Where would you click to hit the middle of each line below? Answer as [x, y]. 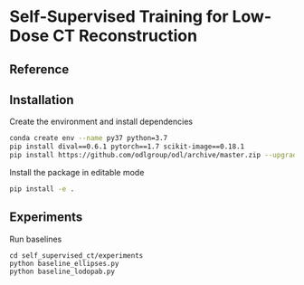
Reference [39, 69]
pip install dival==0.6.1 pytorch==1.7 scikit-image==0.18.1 [127, 147]
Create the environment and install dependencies [101, 122]
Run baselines [36, 239]
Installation [42, 100]
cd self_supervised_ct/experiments [76, 255]
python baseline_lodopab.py [62, 271]
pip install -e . [42, 189]
